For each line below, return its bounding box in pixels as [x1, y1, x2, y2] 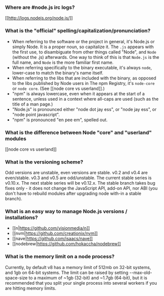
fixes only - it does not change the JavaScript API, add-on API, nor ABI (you [5, 186, 158, 191]
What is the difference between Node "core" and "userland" [5, 129, 152, 136]
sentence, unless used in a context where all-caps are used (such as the [12, 96, 159, 102]
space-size [5, 274, 28, 281]
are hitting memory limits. [5, 285, 56, 291]
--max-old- [129, 269, 152, 275]
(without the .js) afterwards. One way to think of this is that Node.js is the [12, 54, 160, 60]
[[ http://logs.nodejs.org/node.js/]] [5, 15, 73, 21]
